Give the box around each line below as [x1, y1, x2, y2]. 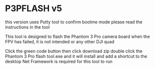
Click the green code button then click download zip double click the [5, 48, 143, 54]
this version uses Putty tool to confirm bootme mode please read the [5, 19, 142, 25]
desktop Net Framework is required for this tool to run [5, 58, 113, 64]
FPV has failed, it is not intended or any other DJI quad [5, 38, 115, 44]
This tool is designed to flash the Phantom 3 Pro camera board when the [5, 34, 150, 39]
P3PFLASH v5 [5, 3, 62, 14]
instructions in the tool [5, 24, 50, 30]
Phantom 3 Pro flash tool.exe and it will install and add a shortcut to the [5, 53, 147, 59]
